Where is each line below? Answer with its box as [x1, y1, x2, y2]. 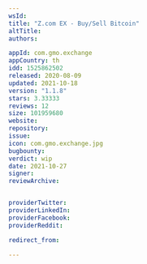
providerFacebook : [8, 214, 71, 222]
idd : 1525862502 [8, 64, 63, 73]
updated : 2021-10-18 [8, 79, 79, 87]
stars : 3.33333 [8, 94, 60, 102]
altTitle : [8, 27, 42, 35]
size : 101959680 [8, 109, 63, 117]
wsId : [8, 11, 27, 20]
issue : [8, 132, 31, 140]
